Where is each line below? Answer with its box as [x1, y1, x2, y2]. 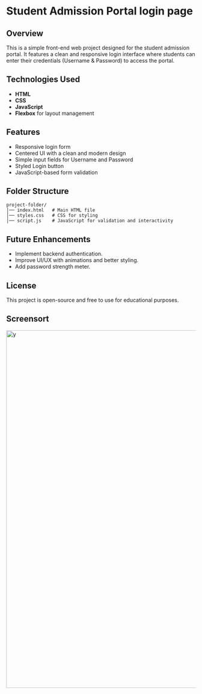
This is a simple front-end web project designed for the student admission [6, 44, 190, 51]
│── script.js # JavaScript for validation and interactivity [6, 218, 173, 224]
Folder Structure [6, 186, 69, 196]
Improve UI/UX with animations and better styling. [14, 257, 139, 264]
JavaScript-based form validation [14, 169, 98, 176]
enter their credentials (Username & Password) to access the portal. [6, 57, 175, 64]
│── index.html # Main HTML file [6, 207, 96, 213]
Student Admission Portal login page [6, 4, 194, 18]
